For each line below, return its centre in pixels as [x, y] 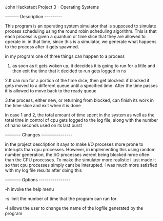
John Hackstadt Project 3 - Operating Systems [52, 7]
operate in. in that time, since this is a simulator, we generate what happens [81, 42]
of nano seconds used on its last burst [43, 125]
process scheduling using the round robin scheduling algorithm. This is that [81, 31]
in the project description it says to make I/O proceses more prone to [74, 144]
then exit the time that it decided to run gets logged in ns [69, 71]
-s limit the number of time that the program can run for [61, 199]
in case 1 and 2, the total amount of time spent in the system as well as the [80, 115]
